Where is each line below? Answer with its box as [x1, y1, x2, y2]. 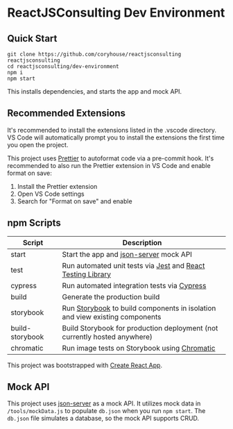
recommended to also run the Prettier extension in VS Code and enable [7, 161, 211, 169]
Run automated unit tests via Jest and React [62, 260, 205, 270]
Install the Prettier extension [17, 182, 98, 190]
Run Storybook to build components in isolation [62, 303, 216, 313]
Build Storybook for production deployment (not [62, 323, 218, 333]
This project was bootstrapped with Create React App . [7, 361, 163, 369]
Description [122, 237, 162, 247]
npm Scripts [7, 217, 61, 229]
